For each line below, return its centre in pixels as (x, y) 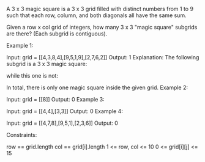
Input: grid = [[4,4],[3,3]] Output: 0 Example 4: (65, 111)
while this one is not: (32, 75)
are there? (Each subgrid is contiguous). (57, 34)
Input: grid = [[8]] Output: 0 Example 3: (56, 99)
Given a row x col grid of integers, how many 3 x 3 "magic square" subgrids (102, 27)
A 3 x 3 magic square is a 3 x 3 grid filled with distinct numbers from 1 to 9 (100, 9)
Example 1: (20, 46)
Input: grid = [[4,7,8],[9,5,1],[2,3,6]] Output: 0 (62, 123)
